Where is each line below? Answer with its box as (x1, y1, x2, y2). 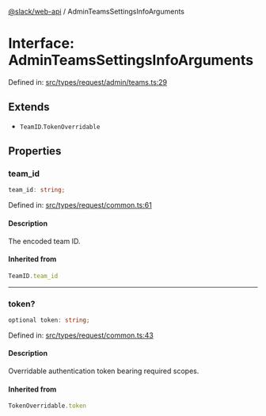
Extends (8, 101, 50, 114)
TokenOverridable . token (8, 402, 87, 410)
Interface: (8, 35, 75, 52)
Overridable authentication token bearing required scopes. (8, 366, 199, 376)
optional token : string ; (8, 316, 90, 324)
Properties (8, 144, 62, 158)
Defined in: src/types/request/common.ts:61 (8, 200, 152, 210)
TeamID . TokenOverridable (19, 121, 101, 131)
